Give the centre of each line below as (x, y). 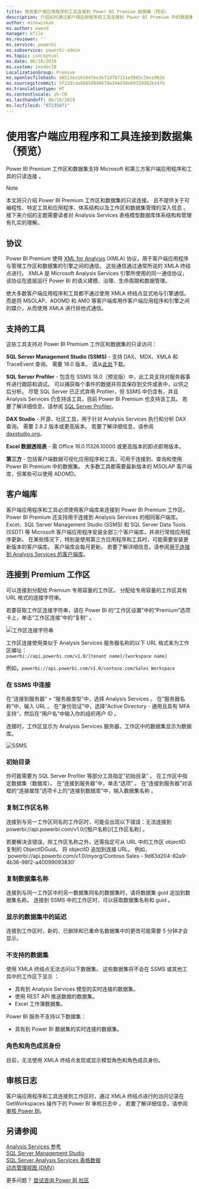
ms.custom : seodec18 (32, 67)
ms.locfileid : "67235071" (38, 105)
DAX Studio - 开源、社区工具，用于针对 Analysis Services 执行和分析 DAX (96, 419)
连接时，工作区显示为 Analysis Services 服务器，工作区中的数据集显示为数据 (99, 726)
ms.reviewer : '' (26, 39)
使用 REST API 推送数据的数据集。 (56, 996)
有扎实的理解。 (24, 222)
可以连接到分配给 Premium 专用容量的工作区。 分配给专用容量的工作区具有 (97, 590)
